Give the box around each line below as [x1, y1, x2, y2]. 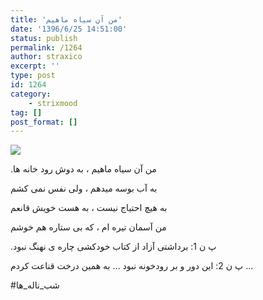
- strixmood [28, 98, 78, 108]
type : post [10, 71, 56, 81]
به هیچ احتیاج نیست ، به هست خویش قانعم [10, 202, 168, 214]
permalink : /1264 [10, 42, 83, 53]
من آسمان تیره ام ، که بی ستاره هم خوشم [10, 221, 167, 233]
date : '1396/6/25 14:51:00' [10, 24, 128, 34]
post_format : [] [10, 117, 78, 127]
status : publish [10, 33, 78, 43]
